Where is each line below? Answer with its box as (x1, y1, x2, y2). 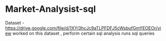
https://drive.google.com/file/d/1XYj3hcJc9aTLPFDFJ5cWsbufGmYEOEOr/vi (5, 25, 161, 31)
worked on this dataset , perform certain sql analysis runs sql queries (12, 30, 155, 36)
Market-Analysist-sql (5, 3, 96, 15)
